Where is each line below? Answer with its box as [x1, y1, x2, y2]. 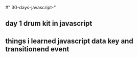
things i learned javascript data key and [5, 36, 134, 45]
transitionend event [5, 45, 70, 53]
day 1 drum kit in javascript [5, 19, 93, 28]
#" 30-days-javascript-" [5, 5, 56, 10]
